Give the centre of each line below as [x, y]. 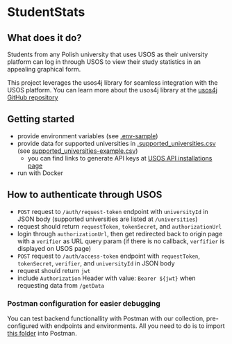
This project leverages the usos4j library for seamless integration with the [113, 83]
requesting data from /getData [61, 285]
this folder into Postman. [42, 333]
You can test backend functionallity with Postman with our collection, [106, 318]
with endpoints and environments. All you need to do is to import [132, 326]
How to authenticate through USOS [85, 195]
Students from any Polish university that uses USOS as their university [108, 54]
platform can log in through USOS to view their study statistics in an [104, 62]
